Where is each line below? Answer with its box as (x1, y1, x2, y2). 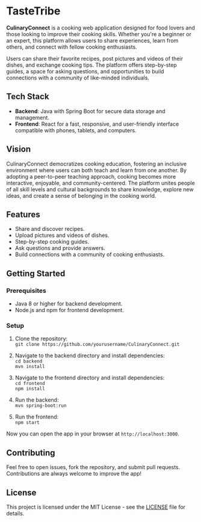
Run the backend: (14, 396, 59, 404)
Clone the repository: (14, 335, 68, 342)
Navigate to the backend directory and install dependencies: (14, 352, 165, 359)
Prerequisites (6, 286, 46, 295)
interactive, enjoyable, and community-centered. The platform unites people (6, 179, 196, 186)
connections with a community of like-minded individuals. (6, 74, 149, 81)
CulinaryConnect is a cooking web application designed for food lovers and (6, 24, 196, 31)
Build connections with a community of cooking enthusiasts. (14, 251, 165, 258)
